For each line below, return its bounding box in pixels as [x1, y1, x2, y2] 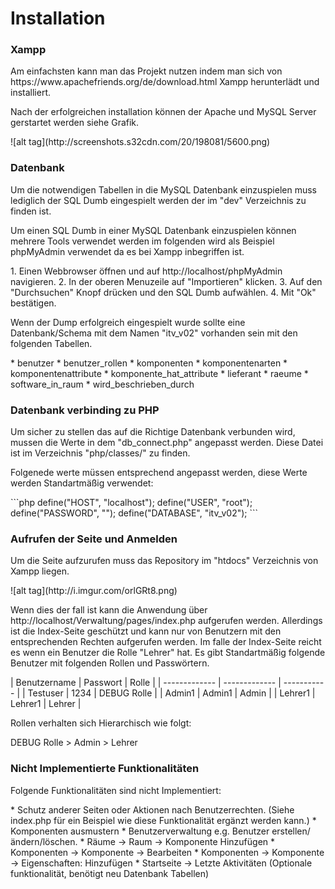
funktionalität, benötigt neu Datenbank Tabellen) [10, 867, 210, 879]
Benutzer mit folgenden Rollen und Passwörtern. [10, 657, 210, 669]
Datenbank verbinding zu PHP [10, 403, 160, 417]
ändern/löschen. [10, 835, 78, 847]
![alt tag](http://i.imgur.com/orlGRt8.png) [10, 585, 178, 597]
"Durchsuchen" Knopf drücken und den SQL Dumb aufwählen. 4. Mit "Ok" [10, 286, 317, 298]
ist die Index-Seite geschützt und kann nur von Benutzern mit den [10, 625, 282, 637]
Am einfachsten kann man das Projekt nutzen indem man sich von [10, 65, 283, 77]
